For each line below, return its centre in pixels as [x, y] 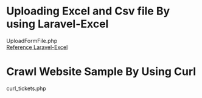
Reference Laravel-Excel [37, 47]
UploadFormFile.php [32, 41]
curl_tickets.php [26, 88]
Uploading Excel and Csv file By [88, 11]
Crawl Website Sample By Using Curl [101, 72]
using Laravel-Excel [57, 24]
